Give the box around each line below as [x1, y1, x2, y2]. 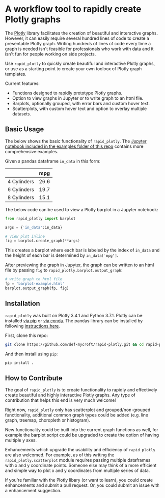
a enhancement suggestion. [5, 488, 62, 494]
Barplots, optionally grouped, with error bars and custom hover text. [12, 100, 150, 106]
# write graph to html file [5, 277, 63, 282]
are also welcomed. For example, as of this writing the [5, 452, 114, 458]
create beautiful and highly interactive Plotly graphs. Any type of [5, 392, 136, 398]
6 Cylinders [7, 186, 34, 193]
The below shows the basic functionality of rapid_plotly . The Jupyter [5, 138, 147, 144]
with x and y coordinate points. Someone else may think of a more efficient [5, 463, 157, 469]
